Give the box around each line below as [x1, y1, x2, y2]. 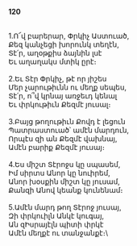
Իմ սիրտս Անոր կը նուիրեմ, [8, 169, 110, 177]
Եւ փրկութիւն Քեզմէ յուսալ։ [8, 100, 111, 109]
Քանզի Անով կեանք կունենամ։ [8, 186, 123, 194]
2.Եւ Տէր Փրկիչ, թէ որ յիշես [8, 74, 107, 83]
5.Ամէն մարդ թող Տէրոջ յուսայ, [8, 202, 122, 212]
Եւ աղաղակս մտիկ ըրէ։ [8, 56, 97, 66]
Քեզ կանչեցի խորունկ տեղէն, [8, 40, 119, 49]
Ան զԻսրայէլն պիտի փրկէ [8, 219, 104, 229]
